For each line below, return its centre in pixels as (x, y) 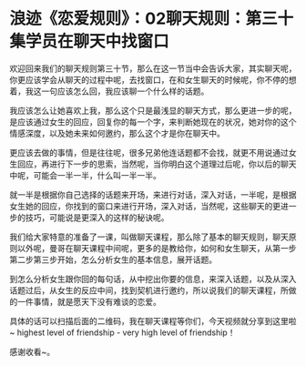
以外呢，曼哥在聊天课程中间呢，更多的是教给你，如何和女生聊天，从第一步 (157, 248)
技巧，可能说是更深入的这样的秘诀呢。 (97, 217)
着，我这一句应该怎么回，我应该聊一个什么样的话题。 (109, 91)
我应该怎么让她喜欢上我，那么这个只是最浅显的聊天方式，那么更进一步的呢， (153, 110)
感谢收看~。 (32, 351)
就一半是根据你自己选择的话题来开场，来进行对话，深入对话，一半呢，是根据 (153, 194)
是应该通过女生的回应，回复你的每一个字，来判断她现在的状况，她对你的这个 (153, 122)
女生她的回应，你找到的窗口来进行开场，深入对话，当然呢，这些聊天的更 (145, 206)
